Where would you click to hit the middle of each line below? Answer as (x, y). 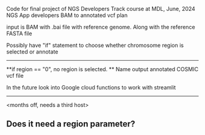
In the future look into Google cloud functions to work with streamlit (91, 87)
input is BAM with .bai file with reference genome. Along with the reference (101, 27)
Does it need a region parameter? (71, 124)
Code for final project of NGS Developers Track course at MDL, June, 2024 (101, 9)
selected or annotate (32, 52)
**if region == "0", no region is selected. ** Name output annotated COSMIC (103, 69)
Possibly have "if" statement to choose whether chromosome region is (95, 45)
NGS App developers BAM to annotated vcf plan (67, 15)
